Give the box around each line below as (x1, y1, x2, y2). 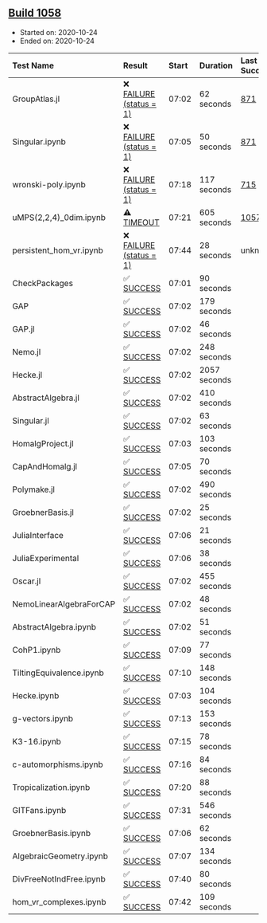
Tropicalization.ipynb (12, 781, 91, 792)
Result (122, 60, 149, 71)
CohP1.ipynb (12, 644, 61, 655)
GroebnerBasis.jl (12, 506, 74, 517)
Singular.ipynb (12, 136, 66, 147)
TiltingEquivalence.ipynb (12, 667, 105, 678)
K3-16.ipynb (12, 736, 62, 747)
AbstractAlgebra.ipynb (12, 621, 97, 632)
